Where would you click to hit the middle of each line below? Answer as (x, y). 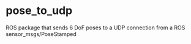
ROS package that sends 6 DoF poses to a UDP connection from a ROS (95, 28)
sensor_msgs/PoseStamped (41, 34)
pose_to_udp (39, 11)
